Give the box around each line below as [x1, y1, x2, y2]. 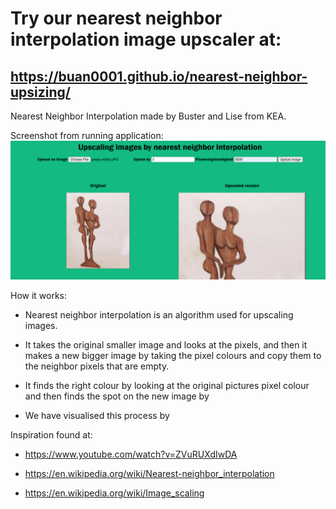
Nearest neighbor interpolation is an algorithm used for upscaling [24, 309, 294, 321]
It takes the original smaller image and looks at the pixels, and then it [24, 339, 308, 351]
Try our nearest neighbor [10, 7, 223, 30]
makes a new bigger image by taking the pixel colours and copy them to [24, 350, 322, 362]
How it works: [10, 290, 68, 302]
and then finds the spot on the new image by [24, 390, 210, 402]
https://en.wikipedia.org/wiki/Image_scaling [24, 487, 205, 499]
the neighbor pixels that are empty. [24, 360, 170, 372]
